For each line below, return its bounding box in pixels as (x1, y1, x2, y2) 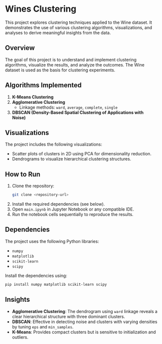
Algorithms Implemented (5, 81, 82, 89)
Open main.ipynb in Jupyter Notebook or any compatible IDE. (12, 206, 134, 212)
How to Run (5, 170, 41, 178)
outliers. (12, 334, 29, 340)
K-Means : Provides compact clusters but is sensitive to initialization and (12, 329, 156, 335)
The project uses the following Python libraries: (5, 238, 99, 244)
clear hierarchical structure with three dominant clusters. (12, 313, 125, 319)
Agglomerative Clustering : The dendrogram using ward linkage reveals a (12, 308, 158, 314)
